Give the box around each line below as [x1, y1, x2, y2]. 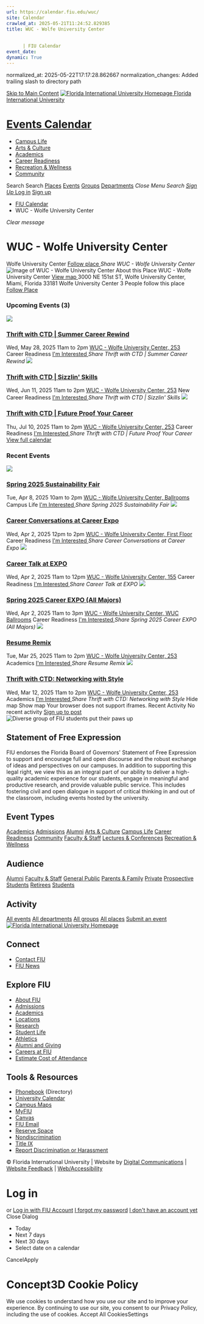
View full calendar [6, 436, 52, 443]
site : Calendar [6, 15, 45, 21]
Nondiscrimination [15, 1133, 62, 1141]
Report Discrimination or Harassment [15, 1146, 108, 1154]
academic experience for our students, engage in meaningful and [24, 774, 189, 782]
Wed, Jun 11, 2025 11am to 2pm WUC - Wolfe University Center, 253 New [6, 387, 190, 394]
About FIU [15, 996, 41, 1003]
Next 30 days [15, 1238, 49, 1245]
